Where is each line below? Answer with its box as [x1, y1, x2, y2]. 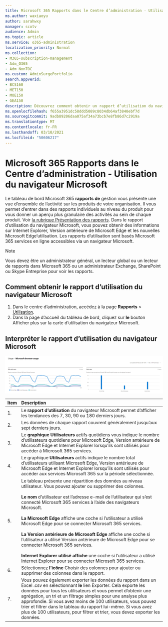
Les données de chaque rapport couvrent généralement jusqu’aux [21, 419, 157, 425]
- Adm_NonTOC [5, 66, 32, 71]
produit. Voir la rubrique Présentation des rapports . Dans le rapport [5, 216, 143, 223]
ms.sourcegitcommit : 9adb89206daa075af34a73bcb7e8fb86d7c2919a [5, 114, 140, 119]
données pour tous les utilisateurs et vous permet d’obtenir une [21, 588, 151, 594]
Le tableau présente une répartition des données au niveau [21, 477, 142, 484]
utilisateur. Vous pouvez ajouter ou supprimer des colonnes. [21, 483, 145, 489]
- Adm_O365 [5, 61, 28, 66]
